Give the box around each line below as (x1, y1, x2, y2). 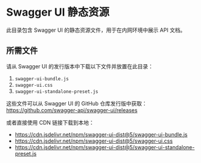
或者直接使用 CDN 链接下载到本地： (6, 119, 95, 126)
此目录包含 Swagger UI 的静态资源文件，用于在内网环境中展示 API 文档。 (6, 26, 186, 34)
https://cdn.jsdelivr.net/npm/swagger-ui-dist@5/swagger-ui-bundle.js (14, 131, 188, 138)
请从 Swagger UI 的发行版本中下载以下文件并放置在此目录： (6, 62, 154, 70)
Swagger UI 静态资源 (6, 5, 109, 19)
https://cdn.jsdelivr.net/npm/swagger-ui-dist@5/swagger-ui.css (14, 137, 173, 144)
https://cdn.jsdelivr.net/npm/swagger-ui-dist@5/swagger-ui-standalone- (14, 143, 195, 150)
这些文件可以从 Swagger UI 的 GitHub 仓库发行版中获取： (6, 99, 148, 107)
